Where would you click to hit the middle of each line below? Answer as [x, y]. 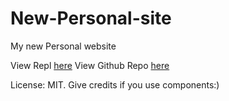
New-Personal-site [91, 18]
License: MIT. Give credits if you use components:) [115, 84]
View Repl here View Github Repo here [90, 65]
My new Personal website [63, 46]
